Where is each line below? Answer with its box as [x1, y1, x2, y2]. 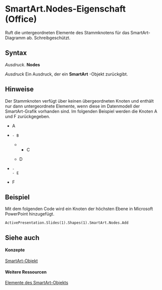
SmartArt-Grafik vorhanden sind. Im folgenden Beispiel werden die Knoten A [5, 108, 158, 114]
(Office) [5, 14, 37, 25]
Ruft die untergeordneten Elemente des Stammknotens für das [5, 30, 130, 35]
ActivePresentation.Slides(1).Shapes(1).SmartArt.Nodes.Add [5, 220, 129, 226]
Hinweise [5, 85, 34, 93]
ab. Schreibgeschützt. [26, 35, 71, 41]
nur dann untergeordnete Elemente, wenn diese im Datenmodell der [5, 103, 140, 109]
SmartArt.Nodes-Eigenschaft [5, 3, 126, 15]
